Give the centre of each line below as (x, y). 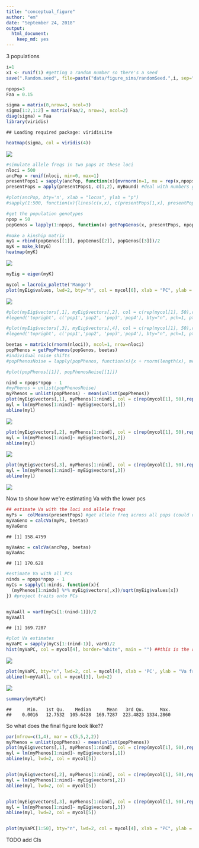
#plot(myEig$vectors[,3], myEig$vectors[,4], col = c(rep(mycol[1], (92, 328)
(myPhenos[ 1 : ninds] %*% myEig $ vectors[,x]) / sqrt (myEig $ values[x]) (95, 590)
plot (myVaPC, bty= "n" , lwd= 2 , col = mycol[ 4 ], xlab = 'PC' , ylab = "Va (96, 672)
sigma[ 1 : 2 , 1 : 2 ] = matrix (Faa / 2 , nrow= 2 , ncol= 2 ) (67, 111)
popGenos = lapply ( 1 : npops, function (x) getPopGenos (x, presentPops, (94, 225)
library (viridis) (28, 122)
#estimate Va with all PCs (39, 574)
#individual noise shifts (38, 355)
